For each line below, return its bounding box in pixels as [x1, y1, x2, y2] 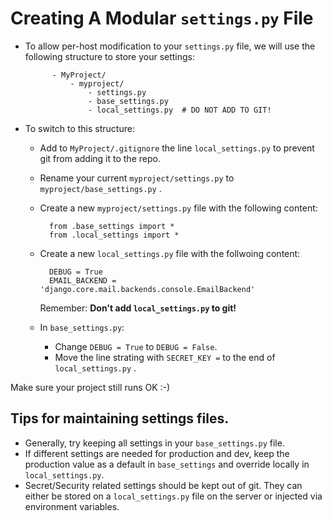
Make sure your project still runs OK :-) [10, 381, 171, 393]
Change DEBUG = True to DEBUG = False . [54, 340, 218, 352]
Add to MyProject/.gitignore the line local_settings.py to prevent [39, 142, 315, 154]
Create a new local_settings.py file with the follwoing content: [39, 247, 301, 259]
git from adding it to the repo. [39, 152, 161, 164]
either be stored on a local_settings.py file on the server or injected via [24, 490, 323, 502]
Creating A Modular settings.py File [10, 7, 314, 30]
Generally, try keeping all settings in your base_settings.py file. [24, 437, 285, 449]
